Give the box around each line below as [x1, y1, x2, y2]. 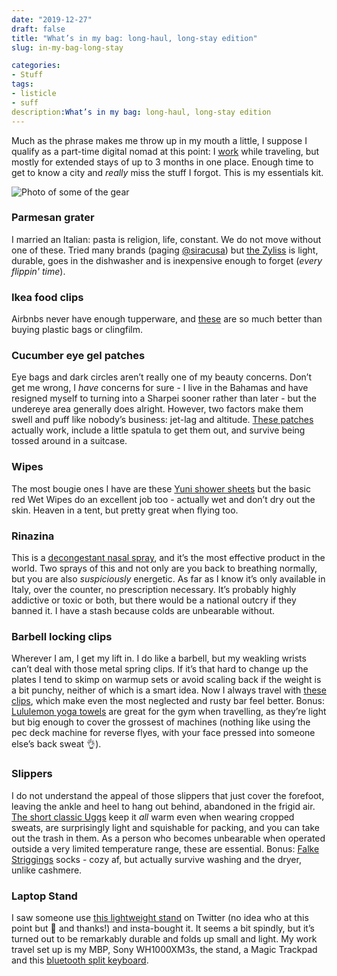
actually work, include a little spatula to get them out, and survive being [11, 424, 306, 436]
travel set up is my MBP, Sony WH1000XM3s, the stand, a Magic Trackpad [11, 943, 318, 955]
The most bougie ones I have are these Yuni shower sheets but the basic [11, 482, 311, 495]
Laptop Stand [11, 889, 78, 903]
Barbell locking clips [11, 629, 113, 643]
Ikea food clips [11, 290, 84, 304]
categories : [11, 61, 61, 71]
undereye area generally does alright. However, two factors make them [11, 403, 304, 415]
